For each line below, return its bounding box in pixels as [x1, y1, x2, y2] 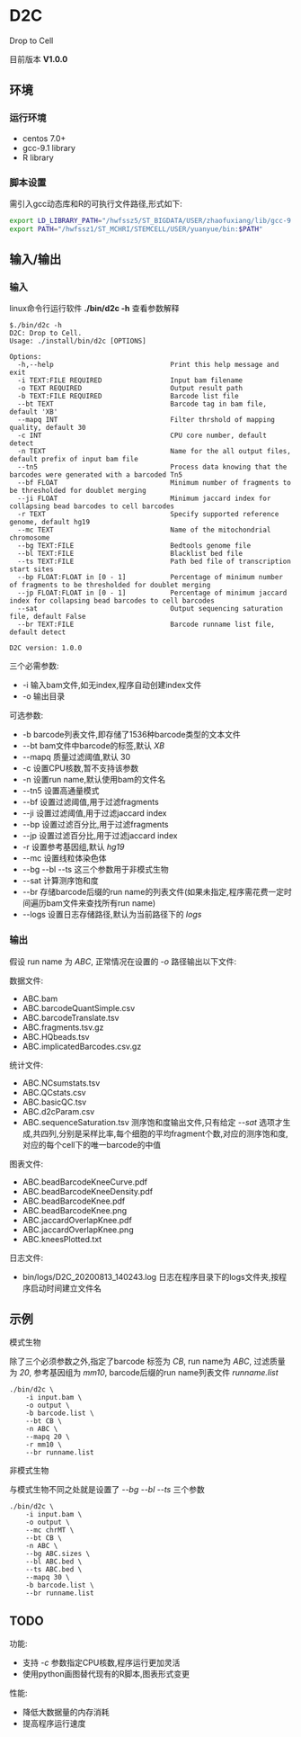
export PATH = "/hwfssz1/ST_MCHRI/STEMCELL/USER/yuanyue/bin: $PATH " [9, 224, 263, 234]
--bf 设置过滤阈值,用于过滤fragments [22, 797, 159, 808]
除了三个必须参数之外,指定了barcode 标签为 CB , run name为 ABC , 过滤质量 [9, 1356, 286, 1367]
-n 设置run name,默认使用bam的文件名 [22, 774, 166, 785]
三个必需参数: [9, 660, 60, 671]
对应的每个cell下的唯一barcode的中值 [22, 1139, 162, 1150]
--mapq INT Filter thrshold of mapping [17, 416, 276, 425]
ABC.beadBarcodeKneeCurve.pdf [22, 1176, 148, 1187]
